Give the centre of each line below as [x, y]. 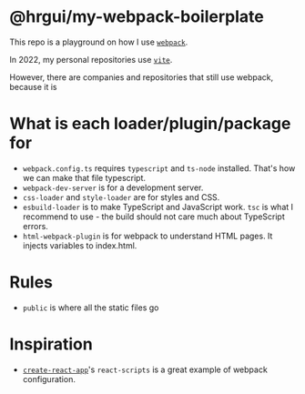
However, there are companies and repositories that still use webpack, [142, 77]
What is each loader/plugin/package [150, 124]
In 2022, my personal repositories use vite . [91, 59]
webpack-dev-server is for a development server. [113, 187]
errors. [35, 226]
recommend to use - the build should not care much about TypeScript [153, 217]
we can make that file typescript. [84, 177]
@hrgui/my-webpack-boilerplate [137, 17]
